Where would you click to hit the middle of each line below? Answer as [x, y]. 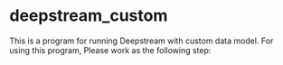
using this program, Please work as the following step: [110, 50]
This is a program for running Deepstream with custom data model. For [141, 41]
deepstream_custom [89, 16]
